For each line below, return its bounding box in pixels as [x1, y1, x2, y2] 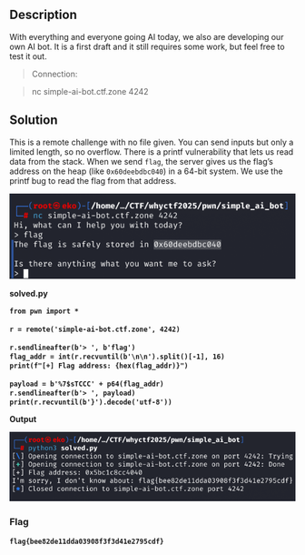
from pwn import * [9, 307, 79, 317]
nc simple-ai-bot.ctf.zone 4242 [31, 86, 149, 96]
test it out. [9, 50, 47, 62]
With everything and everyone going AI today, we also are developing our [9, 31, 284, 42]
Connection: [31, 68, 78, 79]
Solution [9, 113, 58, 128]
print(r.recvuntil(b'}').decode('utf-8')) [9, 398, 172, 408]
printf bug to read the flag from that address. [9, 175, 177, 186]
